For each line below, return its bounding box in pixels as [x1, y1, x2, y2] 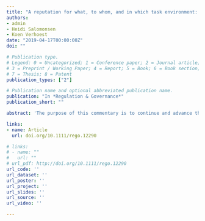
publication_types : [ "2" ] [6, 77, 72, 83]
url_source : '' [6, 195, 45, 201]
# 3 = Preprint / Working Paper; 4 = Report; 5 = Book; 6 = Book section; [6, 65, 201, 71]
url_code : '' [6, 166, 40, 172]
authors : [6, 15, 29, 21]
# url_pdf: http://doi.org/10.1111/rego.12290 [6, 161, 127, 167]
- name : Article [6, 126, 48, 133]
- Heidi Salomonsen [6, 26, 56, 32]
